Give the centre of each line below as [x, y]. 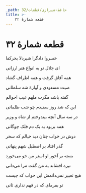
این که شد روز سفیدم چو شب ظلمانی [41, 107]
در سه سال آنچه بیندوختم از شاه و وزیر [42, 117]
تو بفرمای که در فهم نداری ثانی [34, 185]
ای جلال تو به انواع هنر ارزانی [33, 68]
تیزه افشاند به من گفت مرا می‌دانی [38, 166]
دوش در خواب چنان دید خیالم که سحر [41, 136]
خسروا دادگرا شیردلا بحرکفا [31, 58]
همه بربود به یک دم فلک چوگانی [35, 126]
